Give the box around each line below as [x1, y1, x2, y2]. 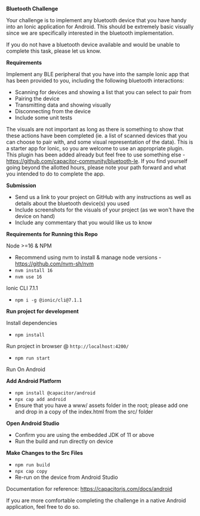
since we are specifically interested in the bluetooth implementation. [6, 29, 174, 37]
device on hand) [14, 213, 56, 219]
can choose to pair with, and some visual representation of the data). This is [6, 138, 193, 146]
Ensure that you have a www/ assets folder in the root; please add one [14, 402, 189, 409]
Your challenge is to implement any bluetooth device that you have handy [6, 17, 187, 23]
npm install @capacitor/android [14, 390, 96, 396]
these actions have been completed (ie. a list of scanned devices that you [6, 132, 187, 139]
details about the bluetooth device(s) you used [14, 200, 130, 207]
